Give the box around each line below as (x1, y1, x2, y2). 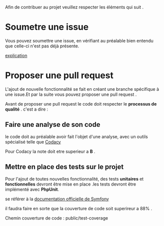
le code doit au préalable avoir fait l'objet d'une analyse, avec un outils (5, 133, 148, 140)
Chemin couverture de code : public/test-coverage (5, 215, 108, 221)
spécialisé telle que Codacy (5, 139, 61, 145)
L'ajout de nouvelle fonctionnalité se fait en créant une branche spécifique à (5, 86, 159, 92)
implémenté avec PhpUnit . (5, 186, 59, 192)
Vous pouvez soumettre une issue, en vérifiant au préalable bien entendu (5, 38, 154, 43)
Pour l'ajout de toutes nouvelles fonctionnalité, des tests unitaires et (5, 176, 144, 182)
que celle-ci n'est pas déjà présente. (5, 43, 80, 49)
